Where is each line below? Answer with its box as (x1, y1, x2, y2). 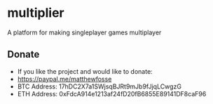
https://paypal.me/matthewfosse (17, 74, 112, 83)
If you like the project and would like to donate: (17, 67, 153, 75)
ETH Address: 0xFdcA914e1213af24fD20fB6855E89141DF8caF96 (17, 89, 207, 98)
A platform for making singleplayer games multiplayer (7, 28, 162, 37)
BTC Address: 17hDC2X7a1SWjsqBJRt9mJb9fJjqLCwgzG (17, 82, 182, 91)
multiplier (7, 5, 64, 21)
